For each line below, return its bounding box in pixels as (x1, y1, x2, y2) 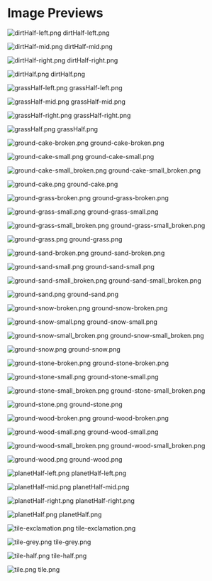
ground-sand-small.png (84, 262, 155, 271)
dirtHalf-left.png (62, 28, 110, 37)
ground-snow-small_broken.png (109, 331, 204, 340)
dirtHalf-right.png (67, 55, 118, 65)
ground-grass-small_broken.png (110, 221, 206, 229)
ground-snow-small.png (86, 317, 158, 326)
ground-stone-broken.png (91, 359, 169, 367)
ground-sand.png (67, 290, 119, 298)
